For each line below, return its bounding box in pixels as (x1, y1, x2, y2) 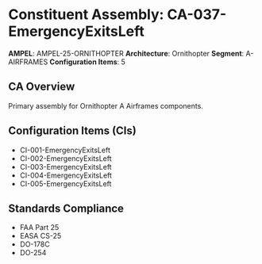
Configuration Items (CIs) (8, 124, 137, 138)
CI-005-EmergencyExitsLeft (19, 178, 112, 188)
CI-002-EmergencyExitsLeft (19, 153, 113, 163)
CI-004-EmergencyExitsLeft (19, 170, 113, 180)
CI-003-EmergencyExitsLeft (19, 162, 113, 171)
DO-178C (19, 239, 50, 249)
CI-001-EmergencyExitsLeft (19, 145, 111, 155)
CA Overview (8, 80, 75, 94)
